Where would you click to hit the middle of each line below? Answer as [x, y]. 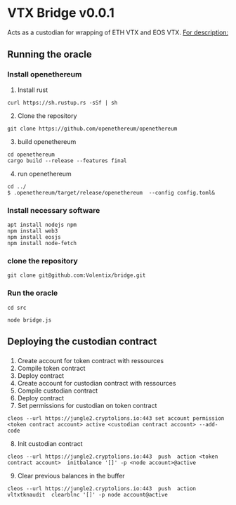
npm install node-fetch [42, 243]
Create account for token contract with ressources [90, 360]
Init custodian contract [50, 443]
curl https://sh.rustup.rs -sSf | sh [63, 103]
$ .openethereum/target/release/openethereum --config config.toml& [111, 192]
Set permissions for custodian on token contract [87, 405]
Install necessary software [54, 210]
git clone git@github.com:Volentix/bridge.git [77, 275]
